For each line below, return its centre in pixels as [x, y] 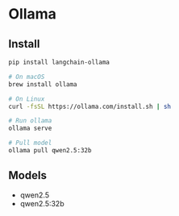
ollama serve [30, 129]
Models [27, 175]
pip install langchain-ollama [59, 62]
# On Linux [27, 99]
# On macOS [27, 77]
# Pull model [30, 143]
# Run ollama [30, 121]
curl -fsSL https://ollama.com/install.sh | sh [90, 106]
